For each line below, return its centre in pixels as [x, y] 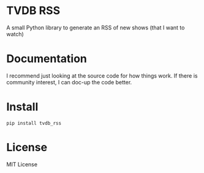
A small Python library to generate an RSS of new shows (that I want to [96, 28]
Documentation [47, 59]
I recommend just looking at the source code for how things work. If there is [102, 75]
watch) [15, 34]
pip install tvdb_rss [34, 123]
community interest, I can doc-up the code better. [69, 82]
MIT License [22, 164]
